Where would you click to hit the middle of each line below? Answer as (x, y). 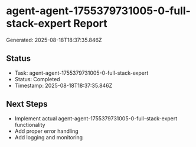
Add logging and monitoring (49, 137)
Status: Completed (37, 79)
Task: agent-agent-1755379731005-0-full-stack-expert (81, 73)
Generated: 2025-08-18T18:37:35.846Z (54, 40)
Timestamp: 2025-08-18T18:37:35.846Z (63, 85)
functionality (30, 124)
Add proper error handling (46, 131)
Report (90, 23)
